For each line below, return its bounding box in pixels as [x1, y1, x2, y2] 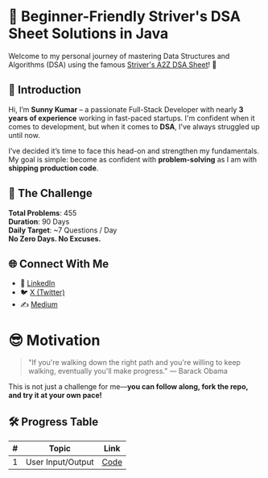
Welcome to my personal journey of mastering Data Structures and [8, 51, 230, 61]
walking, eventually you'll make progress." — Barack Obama [27, 367, 228, 376]
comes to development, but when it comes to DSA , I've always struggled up [8, 121, 260, 132]
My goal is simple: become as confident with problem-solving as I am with [8, 154, 258, 164]
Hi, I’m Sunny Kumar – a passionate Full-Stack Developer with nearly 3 [8, 104, 244, 114]
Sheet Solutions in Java [8, 24, 169, 43]
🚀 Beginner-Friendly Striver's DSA [8, 7, 241, 26]
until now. [8, 130, 40, 140]
